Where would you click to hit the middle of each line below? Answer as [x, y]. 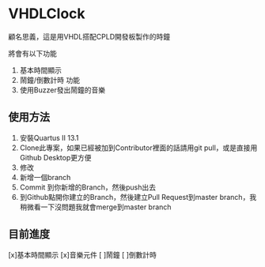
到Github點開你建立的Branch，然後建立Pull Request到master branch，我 [138, 197]
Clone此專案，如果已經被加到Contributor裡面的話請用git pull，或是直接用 [138, 148]
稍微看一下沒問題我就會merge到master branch [95, 207]
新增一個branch [45, 177]
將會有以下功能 [32, 53]
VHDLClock [47, 14]
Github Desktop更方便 [56, 157]
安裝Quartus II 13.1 [49, 137]
